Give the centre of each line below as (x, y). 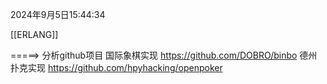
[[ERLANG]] (34, 34)
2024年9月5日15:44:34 (58, 14)
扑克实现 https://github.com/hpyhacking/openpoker (116, 67)
